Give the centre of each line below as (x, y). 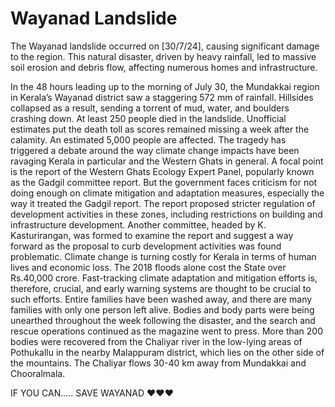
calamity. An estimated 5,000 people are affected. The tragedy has (148, 139)
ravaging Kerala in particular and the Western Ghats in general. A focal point (167, 161)
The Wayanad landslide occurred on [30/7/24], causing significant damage (165, 46)
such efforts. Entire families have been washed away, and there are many (161, 299)
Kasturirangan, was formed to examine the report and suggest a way (152, 235)
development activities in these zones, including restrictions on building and (166, 214)
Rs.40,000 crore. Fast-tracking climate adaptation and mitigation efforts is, (164, 278)
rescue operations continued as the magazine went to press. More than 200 (167, 331)
